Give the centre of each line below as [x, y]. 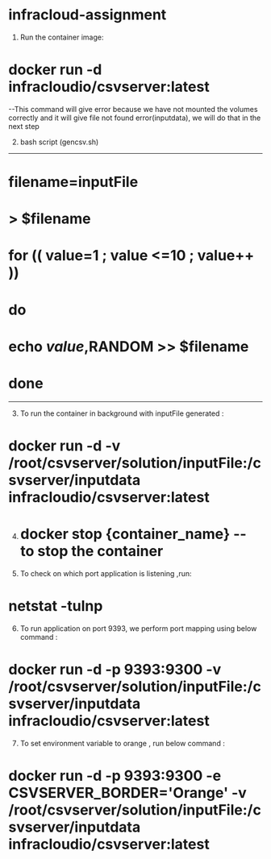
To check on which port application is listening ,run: [106, 573]
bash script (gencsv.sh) [59, 142]
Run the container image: [62, 37]
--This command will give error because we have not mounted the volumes [133, 109]
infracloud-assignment [88, 15]
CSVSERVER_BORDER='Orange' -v [128, 793]
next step [24, 126]
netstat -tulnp [56, 606]
